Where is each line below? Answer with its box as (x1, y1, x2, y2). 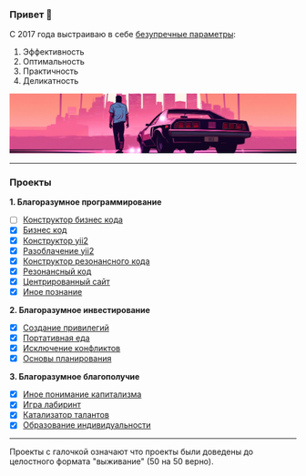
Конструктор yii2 (22, 235, 89, 246)
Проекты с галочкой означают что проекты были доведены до (9, 446, 253, 458)
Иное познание (22, 286, 83, 297)
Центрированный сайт (22, 276, 111, 287)
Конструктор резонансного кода (22, 255, 150, 267)
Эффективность (22, 46, 85, 57)
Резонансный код (22, 266, 92, 277)
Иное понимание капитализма (22, 389, 142, 400)
